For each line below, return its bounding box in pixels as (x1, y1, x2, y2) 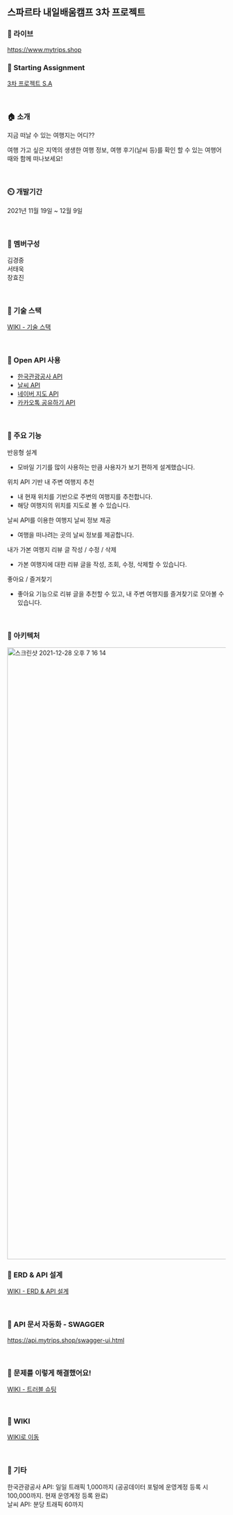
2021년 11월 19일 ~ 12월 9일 (7, 206, 83, 215)
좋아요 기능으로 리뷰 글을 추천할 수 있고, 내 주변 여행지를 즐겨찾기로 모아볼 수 (17, 589, 225, 598)
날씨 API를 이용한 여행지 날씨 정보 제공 (7, 516, 112, 524)
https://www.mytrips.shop (7, 45, 82, 53)
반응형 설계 (7, 448, 37, 456)
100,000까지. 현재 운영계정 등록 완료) (7, 1491, 109, 1500)
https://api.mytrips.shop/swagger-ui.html (7, 1336, 125, 1344)
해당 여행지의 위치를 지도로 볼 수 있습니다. (17, 501, 130, 509)
